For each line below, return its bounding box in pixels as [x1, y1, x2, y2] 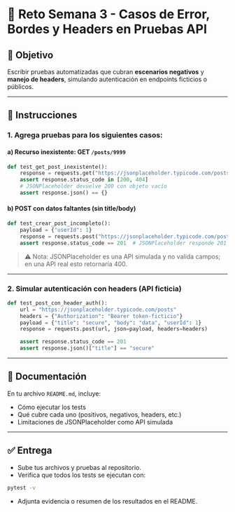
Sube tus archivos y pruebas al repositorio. [17, 463, 141, 471]
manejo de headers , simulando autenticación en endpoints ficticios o [7, 75, 208, 83]
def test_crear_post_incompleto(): [7, 220, 111, 227]
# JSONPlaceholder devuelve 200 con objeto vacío [20, 183, 168, 190]
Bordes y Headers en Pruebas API [7, 21, 208, 37]
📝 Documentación [7, 371, 87, 382]
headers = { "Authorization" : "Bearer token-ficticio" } [20, 312, 183, 319]
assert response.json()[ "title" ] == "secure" [20, 345, 155, 352]
